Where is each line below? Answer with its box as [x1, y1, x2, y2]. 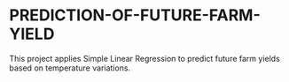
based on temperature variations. [9, 63, 131, 73]
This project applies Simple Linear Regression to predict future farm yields [9, 53, 281, 63]
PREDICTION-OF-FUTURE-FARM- [9, 5, 261, 26]
